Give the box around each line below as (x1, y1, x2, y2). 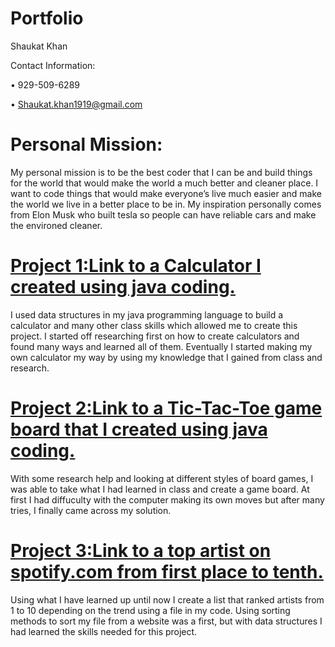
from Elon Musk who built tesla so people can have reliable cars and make (10, 208, 317, 221)
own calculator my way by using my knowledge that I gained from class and (10, 351, 323, 363)
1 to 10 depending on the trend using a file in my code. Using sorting (10, 604, 291, 616)
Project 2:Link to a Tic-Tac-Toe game (10, 397, 323, 419)
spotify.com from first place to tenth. (10, 560, 324, 583)
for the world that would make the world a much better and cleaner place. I (10, 177, 319, 189)
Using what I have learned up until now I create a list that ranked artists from (10, 593, 325, 606)
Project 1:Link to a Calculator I (10, 255, 262, 277)
